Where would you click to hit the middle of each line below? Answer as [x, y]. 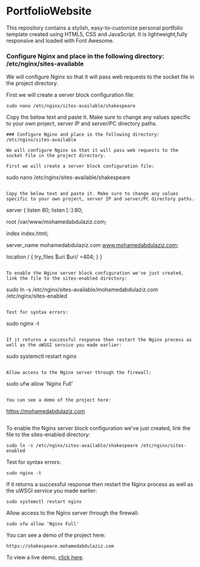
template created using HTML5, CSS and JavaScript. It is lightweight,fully [97, 34]
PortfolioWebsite [49, 11]
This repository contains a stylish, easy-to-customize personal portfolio [95, 28]
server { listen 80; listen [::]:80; [44, 210]
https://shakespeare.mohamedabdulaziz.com [60, 547]
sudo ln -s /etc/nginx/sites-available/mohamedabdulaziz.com [82, 290]
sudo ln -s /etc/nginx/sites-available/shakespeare [72, 446]
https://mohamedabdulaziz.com [46, 412]
